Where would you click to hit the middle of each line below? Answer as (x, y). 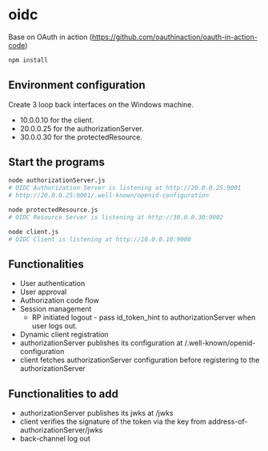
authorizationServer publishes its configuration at (101, 343)
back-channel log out (55, 439)
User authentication (52, 284)
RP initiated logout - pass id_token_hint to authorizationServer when (144, 317)
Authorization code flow (60, 300)
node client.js (34, 232)
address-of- (228, 421)
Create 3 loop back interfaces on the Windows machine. (101, 104)
